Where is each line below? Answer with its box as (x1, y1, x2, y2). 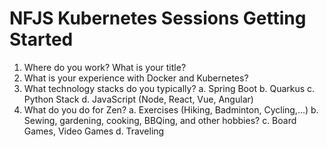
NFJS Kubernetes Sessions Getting (9, 7, 307, 30)
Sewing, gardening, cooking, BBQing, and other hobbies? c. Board (23, 114, 297, 126)
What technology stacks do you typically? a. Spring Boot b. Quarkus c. (23, 82, 316, 94)
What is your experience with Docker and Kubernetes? (23, 72, 249, 84)
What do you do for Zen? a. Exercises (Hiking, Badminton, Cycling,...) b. (23, 103, 319, 116)
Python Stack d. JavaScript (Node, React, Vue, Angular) (23, 93, 254, 105)
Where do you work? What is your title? (23, 61, 187, 73)
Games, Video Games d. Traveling (23, 125, 165, 137)
